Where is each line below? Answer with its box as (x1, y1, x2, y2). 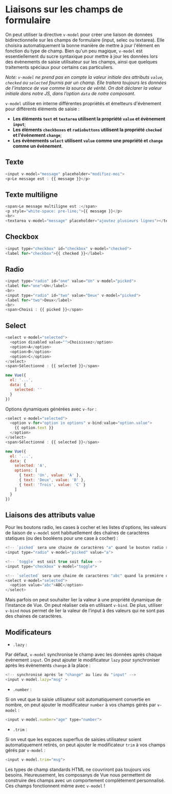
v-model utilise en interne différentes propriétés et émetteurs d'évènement (5, 100, 161, 106)
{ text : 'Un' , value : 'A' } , (18, 473, 81, 478)
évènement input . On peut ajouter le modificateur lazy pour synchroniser (5, 657, 160, 663)
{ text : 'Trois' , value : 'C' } (18, 482, 86, 487)
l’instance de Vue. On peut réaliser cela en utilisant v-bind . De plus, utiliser (5, 602, 163, 608)
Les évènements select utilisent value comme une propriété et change (12, 137, 163, 144)
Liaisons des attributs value (5, 511, 96, 519)
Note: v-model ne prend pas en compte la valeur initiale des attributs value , (5, 74, 164, 80)
